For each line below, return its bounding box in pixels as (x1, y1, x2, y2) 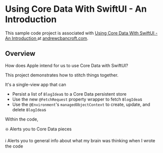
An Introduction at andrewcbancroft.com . (5, 35, 88, 41)
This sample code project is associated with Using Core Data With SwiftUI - (5, 30, 158, 36)
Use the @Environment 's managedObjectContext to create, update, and (12, 102, 151, 107)
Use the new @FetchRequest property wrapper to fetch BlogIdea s (12, 96, 142, 102)
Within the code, (5, 116, 38, 122)
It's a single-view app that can (5, 81, 66, 87)
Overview (5, 50, 36, 58)
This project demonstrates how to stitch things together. (5, 72, 119, 78)
